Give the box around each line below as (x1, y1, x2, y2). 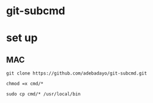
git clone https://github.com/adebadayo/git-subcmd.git (6, 70, 147, 76)
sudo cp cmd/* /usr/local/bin (6, 91, 81, 97)
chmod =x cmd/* (6, 81, 44, 87)
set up (6, 31, 38, 45)
